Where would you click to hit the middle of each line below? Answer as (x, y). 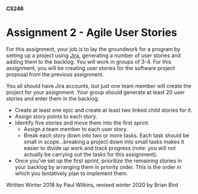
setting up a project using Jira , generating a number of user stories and (94, 55)
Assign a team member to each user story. (76, 129)
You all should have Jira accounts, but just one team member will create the (99, 86)
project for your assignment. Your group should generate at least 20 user (96, 92)
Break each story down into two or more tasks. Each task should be (106, 135)
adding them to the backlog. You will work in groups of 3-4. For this (89, 61)
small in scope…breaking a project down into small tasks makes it (104, 142)
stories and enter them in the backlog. (53, 98)
